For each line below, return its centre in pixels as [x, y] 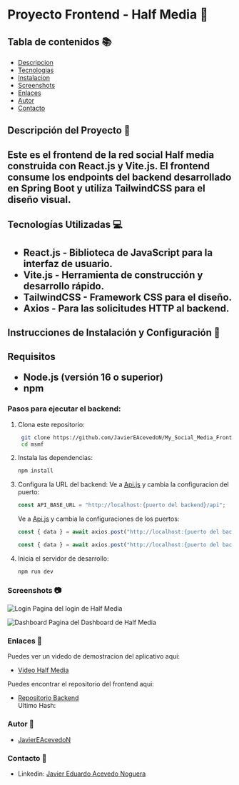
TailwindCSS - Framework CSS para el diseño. [128, 297]
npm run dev [35, 571]
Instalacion [34, 77]
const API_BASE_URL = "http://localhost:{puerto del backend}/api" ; [122, 505]
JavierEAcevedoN [44, 739]
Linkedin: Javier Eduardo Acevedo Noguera [82, 774]
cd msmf [32, 444]
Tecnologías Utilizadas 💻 [65, 225]
